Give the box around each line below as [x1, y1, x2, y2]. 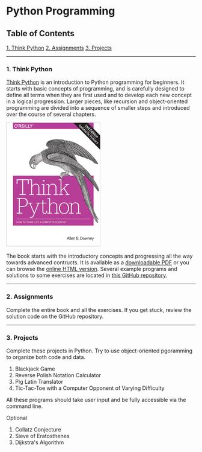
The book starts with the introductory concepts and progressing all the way [6, 252, 193, 260]
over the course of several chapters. [6, 110, 96, 118]
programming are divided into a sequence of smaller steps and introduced [6, 104, 191, 112]
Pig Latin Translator [14, 378, 64, 385]
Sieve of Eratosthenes [14, 432, 70, 439]
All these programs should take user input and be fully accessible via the [6, 396, 186, 403]
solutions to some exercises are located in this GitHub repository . [6, 272, 168, 279]
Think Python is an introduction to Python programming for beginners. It [6, 78, 185, 86]
